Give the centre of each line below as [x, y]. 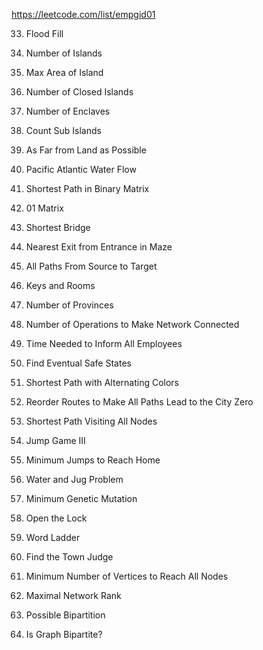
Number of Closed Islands [79, 92]
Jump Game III [55, 440]
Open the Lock [56, 518]
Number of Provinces [69, 305]
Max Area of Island [64, 72]
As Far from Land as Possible [86, 150]
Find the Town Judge [69, 557]
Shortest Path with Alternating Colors [102, 382]
